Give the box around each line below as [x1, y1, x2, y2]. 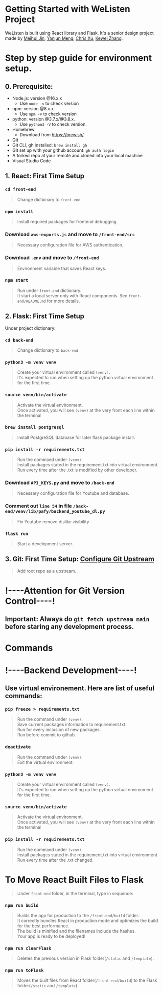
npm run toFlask [5, 968, 44, 973]
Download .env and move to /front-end [5, 254, 99, 261]
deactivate [5, 744, 31, 750]
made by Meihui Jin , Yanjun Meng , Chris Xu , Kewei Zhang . [5, 35, 123, 41]
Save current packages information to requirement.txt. [17, 722, 127, 727]
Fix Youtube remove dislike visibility [17, 518, 90, 525]
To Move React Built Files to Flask [5, 874, 144, 885]
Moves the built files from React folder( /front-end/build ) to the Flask [17, 977, 158, 983]
